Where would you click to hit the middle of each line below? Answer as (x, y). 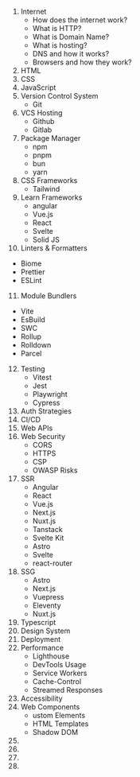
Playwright (50, 394)
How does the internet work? (80, 20)
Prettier (33, 272)
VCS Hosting (41, 113)
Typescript (38, 622)
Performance (42, 648)
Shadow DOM (55, 732)
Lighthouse (51, 656)
